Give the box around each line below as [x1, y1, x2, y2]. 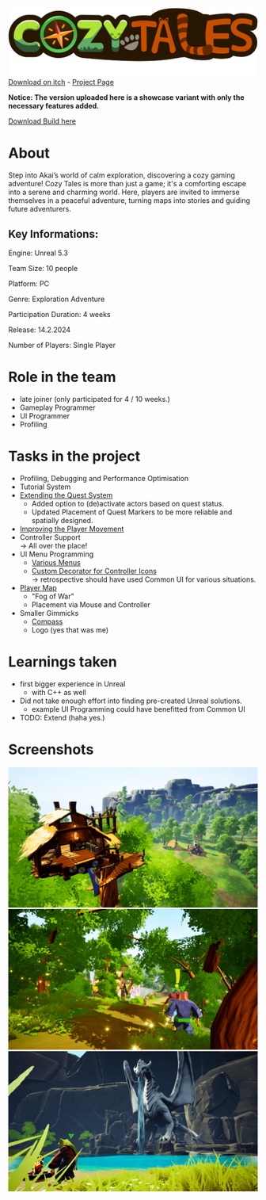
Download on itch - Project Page [8, 78, 115, 87]
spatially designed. [31, 515, 93, 525]
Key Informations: [8, 227, 99, 241]
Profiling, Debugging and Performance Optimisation [19, 473, 188, 483]
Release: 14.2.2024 [8, 325, 71, 334]
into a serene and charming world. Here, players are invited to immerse [8, 187, 240, 197]
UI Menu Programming [19, 549, 94, 559]
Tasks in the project [8, 448, 141, 465]
